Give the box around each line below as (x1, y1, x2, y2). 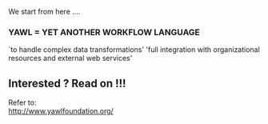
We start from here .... (8, 7, 81, 16)
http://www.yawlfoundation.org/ (8, 106, 114, 116)
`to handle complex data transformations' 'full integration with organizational (8, 45, 260, 54)
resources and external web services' (8, 54, 133, 63)
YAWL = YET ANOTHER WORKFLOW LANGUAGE (8, 26, 200, 38)
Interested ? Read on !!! (8, 76, 126, 90)
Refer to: (8, 98, 37, 107)
